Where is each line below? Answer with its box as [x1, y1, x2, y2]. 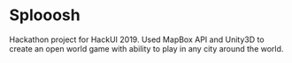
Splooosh [9, 5, 81, 25]
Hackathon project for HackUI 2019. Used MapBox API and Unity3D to [9, 34, 265, 45]
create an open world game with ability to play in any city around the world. [9, 43, 284, 53]
